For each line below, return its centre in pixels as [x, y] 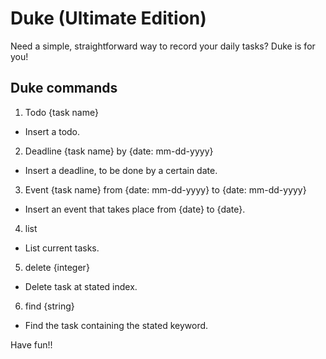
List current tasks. [62, 248]
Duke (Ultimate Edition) [108, 18]
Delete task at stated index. [81, 286]
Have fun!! [31, 344]
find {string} [49, 306]
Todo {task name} [61, 112]
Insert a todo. [52, 131]
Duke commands [64, 88]
